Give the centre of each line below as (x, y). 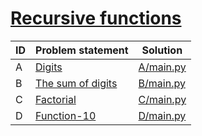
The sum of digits (76, 83)
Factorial (56, 99)
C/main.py (162, 99)
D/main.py (162, 115)
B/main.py (162, 83)
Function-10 (66, 115)
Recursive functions (96, 18)
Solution (162, 50)
